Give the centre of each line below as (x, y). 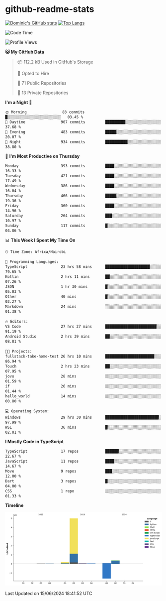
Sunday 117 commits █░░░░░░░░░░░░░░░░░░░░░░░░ (83, 226)
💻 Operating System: (27, 411)
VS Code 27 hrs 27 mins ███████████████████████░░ (83, 326)
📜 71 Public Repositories (42, 83)
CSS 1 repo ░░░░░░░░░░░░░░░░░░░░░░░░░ (83, 491)
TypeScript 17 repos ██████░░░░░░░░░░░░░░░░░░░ (83, 451)
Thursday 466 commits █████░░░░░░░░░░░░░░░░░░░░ (83, 196)
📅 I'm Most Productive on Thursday (42, 156)
